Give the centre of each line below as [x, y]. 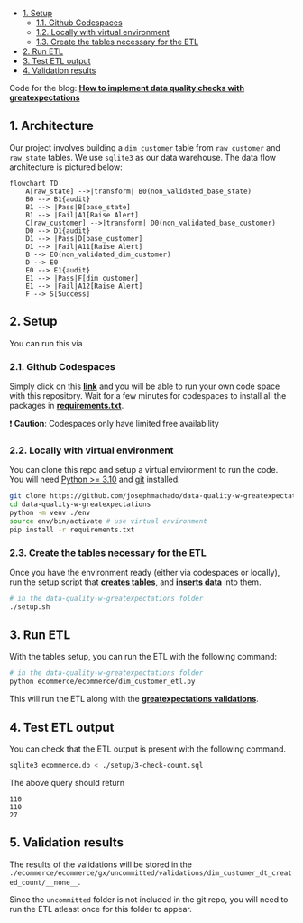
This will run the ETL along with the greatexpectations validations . [134, 699]
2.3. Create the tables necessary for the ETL [108, 552]
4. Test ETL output [62, 727]
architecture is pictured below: [66, 167]
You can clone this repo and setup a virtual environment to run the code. [144, 470]
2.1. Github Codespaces [62, 366]
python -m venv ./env [50, 512]
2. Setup [33, 322]
